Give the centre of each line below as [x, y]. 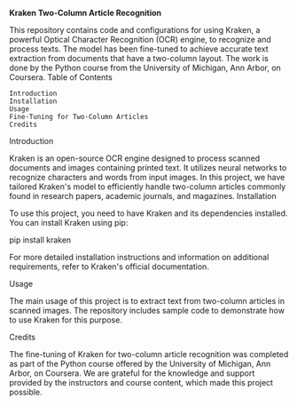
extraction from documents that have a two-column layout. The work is [139, 58]
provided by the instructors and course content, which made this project [141, 382]
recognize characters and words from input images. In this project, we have [147, 177]
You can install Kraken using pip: [69, 223]
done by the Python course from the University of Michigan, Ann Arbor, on [145, 68]
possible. [26, 392]
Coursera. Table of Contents [61, 77]
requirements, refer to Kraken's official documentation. [109, 267]
